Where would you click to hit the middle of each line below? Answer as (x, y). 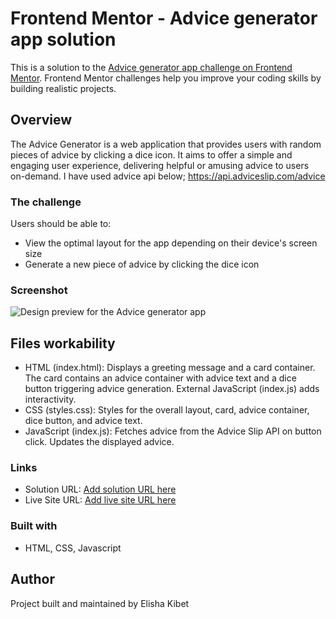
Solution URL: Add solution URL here (100, 489)
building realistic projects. (63, 88)
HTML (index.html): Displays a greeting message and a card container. (170, 368)
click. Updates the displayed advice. (99, 442)
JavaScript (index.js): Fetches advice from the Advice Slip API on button (173, 431)
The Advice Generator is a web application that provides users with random (166, 144)
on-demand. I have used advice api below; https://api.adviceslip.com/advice (168, 176)
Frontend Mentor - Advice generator (164, 18)
